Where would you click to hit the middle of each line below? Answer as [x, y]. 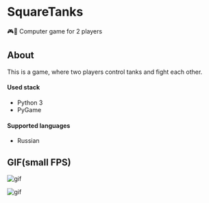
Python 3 [30, 103]
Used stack [24, 87]
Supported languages [39, 125]
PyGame [29, 109]
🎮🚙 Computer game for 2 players [55, 31]
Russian [28, 141]
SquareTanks [45, 12]
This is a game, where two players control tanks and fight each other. [105, 72]
